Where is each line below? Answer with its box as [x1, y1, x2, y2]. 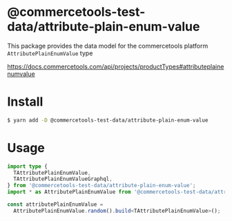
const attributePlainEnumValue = [7, 201, 104, 208]
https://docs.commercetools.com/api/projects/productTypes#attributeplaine [7, 62, 224, 70]
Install [7, 94, 43, 110]
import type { [7, 163, 48, 170]
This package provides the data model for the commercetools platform [7, 41, 209, 50]
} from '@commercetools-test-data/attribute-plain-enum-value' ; [7, 182, 196, 189]
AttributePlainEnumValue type [7, 49, 93, 57]
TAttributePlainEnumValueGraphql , [13, 175, 113, 183]
